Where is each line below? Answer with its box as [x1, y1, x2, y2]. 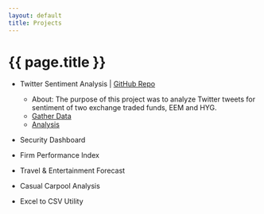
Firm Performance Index [19, 151, 99, 160]
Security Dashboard [19, 136, 86, 145]
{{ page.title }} [8, 53, 107, 71]
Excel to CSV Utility [19, 197, 83, 206]
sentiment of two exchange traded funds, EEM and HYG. [31, 103, 217, 113]
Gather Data [31, 112, 72, 121]
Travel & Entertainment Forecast [19, 166, 126, 175]
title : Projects [8, 19, 62, 27]
